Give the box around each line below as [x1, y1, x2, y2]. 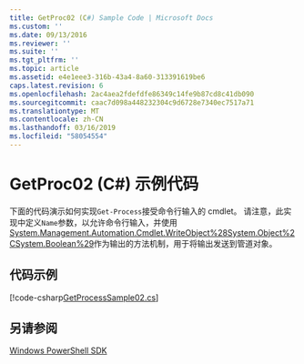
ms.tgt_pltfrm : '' [9, 56, 79, 65]
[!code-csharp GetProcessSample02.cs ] [9, 292, 159, 303]
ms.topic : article [9, 65, 79, 74]
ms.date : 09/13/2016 [9, 30, 88, 39]
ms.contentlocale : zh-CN [9, 115, 104, 124]
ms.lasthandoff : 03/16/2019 [9, 124, 117, 133]
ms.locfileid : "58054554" [9, 132, 107, 141]
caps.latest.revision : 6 [9, 81, 104, 90]
